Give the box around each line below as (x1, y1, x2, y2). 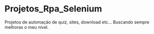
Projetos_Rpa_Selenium (4, 3, 103, 14)
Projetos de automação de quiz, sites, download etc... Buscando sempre (4, 19, 150, 25)
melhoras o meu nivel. (4, 24, 49, 30)
